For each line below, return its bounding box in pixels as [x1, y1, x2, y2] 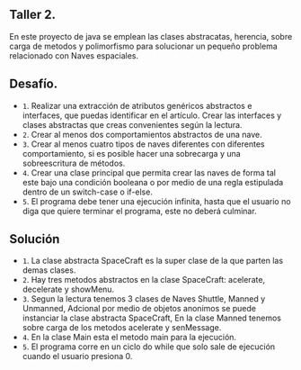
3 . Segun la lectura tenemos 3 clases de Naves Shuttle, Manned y [22, 293, 266, 304]
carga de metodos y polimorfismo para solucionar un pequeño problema [9, 41, 279, 51]
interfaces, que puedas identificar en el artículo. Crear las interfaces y [22, 110, 282, 121]
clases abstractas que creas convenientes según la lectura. [22, 119, 243, 130]
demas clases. [22, 265, 76, 275]
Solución [9, 231, 60, 247]
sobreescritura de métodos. [22, 158, 126, 168]
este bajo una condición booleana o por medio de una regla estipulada [22, 176, 284, 187]
